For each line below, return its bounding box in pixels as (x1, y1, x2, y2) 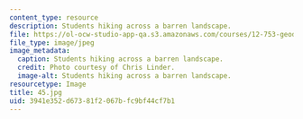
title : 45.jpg (9, 88, 63, 97)
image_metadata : (9, 47, 70, 55)
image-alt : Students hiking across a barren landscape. (17, 72, 232, 81)
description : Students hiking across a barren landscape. (9, 21, 232, 30)
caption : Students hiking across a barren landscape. (17, 55, 224, 64)
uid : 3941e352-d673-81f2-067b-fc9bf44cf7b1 (9, 96, 176, 106)
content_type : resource (9, 13, 99, 22)
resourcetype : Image (9, 80, 87, 89)
